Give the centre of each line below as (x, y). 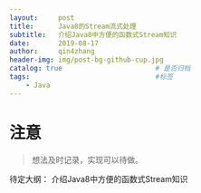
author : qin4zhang (52, 52)
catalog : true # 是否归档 (100, 69)
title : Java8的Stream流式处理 (73, 26)
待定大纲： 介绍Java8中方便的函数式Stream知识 (99, 179)
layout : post (42, 18)
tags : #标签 (91, 77)
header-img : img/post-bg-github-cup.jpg (87, 60)
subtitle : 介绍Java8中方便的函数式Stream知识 (93, 34)
